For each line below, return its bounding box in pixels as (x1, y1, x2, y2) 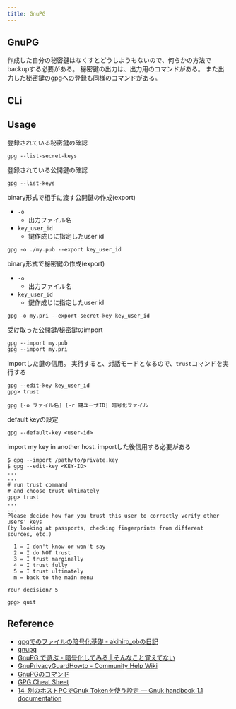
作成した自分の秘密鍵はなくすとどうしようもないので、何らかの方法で (7, 56, 212, 64)
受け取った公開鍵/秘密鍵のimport (7, 326, 103, 334)
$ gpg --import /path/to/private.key (7, 456, 119, 463)
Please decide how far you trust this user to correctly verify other (7, 512, 220, 519)
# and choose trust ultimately (7, 487, 100, 494)
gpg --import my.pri (7, 345, 69, 353)
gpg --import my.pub (7, 340, 69, 347)
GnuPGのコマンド (17, 670, 70, 679)
